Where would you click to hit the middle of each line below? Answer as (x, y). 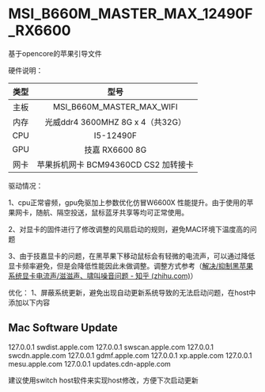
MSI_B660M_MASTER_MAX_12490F (131, 14)
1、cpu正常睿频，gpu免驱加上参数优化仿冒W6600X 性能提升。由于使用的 (127, 202)
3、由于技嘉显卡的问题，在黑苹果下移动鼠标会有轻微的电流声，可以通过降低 (132, 256)
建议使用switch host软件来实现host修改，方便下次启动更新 (104, 380)
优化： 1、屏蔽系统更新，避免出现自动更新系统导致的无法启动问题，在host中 (132, 292)
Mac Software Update (63, 328)
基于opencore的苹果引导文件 (55, 53)
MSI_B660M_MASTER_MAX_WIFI (115, 106)
